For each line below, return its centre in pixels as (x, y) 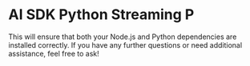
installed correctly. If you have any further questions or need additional (125, 45)
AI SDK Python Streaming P (101, 15)
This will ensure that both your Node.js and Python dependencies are (123, 37)
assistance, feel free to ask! (54, 53)
